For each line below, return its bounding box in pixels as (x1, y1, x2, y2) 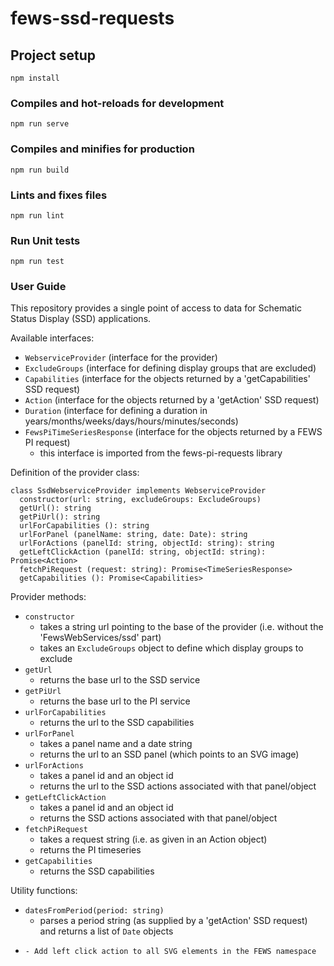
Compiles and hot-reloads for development (10, 96, 225, 110)
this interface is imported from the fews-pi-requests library (39, 447, 283, 459)
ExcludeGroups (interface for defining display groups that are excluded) (24, 362, 317, 374)
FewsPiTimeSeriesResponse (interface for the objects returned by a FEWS (24, 426, 323, 438)
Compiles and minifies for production (10, 142, 195, 156)
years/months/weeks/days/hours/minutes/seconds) (24, 415, 239, 427)
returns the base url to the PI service (39, 695, 191, 707)
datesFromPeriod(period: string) (24, 906, 165, 916)
